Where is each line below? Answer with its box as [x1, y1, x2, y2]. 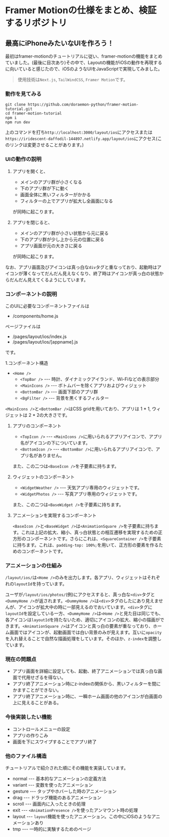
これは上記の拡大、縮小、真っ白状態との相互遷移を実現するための [21, 529, 158, 535]
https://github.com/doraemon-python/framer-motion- [27, 102, 139, 107]
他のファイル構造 [5, 752, 47, 759]
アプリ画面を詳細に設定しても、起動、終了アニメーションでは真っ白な [12, 668, 158, 674]
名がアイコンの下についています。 [20, 439, 91, 445]
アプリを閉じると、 [12, 219, 53, 225]
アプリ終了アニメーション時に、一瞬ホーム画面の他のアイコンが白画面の [12, 693, 162, 699]
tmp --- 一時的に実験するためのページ [12, 826, 92, 832]
